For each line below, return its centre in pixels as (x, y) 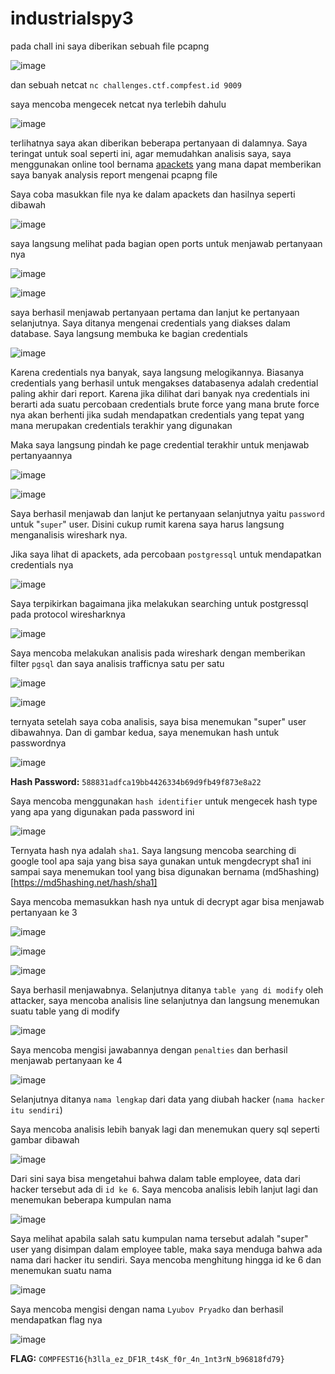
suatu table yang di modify (65, 1011)
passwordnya (38, 743)
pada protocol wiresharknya (68, 614)
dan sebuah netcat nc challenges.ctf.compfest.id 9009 (126, 84)
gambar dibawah (45, 1139)
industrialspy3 (72, 18)
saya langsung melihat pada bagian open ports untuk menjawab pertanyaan (166, 243)
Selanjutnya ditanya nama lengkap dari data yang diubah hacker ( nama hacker (167, 1099)
